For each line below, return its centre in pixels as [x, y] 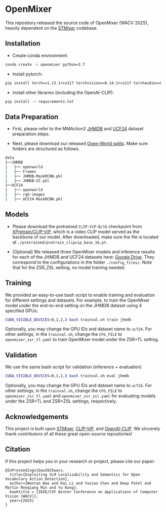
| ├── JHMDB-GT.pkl [27, 181]
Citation [18, 450]
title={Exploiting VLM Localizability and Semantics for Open [75, 474]
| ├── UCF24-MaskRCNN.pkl [34, 199]
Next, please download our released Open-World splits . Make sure [80, 144]
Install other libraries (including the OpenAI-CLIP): [63, 92]
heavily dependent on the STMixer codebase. [51, 28]
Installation [23, 44]
